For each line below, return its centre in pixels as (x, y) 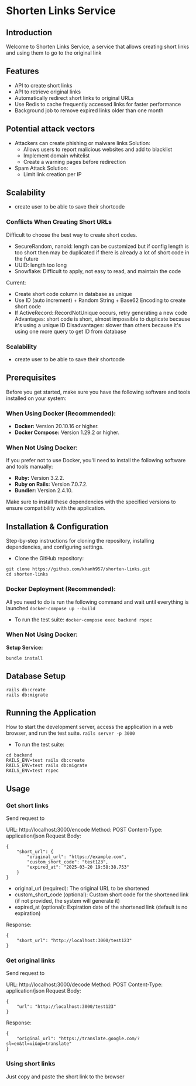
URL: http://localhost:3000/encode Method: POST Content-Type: (84, 830)
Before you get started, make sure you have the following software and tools (98, 392)
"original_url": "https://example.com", (77, 857)
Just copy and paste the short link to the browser (65, 1077)
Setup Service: (25, 647)
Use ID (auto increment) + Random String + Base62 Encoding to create (100, 300)
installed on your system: (36, 398)
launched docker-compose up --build (51, 608)
